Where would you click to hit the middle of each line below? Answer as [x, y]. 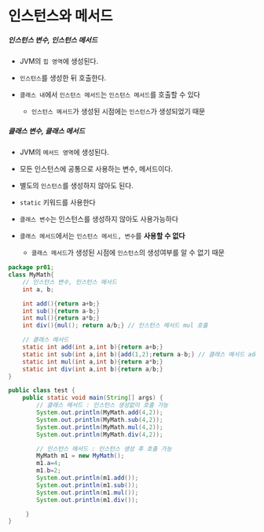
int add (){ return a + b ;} [61, 304]
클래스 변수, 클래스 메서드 [46, 131]
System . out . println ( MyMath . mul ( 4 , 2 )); [100, 427]
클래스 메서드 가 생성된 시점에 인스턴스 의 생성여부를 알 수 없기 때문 [128, 253]
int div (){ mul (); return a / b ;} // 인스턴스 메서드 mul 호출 [115, 326]
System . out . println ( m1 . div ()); [88, 500]
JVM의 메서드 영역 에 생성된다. [64, 152]
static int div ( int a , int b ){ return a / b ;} [93, 369]
